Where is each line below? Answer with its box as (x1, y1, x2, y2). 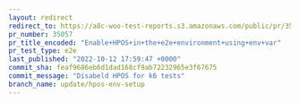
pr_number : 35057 (8, 30, 73, 39)
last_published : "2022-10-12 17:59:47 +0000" (8, 55, 181, 64)
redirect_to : (8, 21, 57, 30)
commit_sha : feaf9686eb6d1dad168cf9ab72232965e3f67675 (8, 64, 218, 73)
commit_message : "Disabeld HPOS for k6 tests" (8, 72, 185, 81)
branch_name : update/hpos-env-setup (8, 80, 145, 89)
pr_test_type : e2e (8, 47, 77, 56)
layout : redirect (8, 13, 73, 22)
